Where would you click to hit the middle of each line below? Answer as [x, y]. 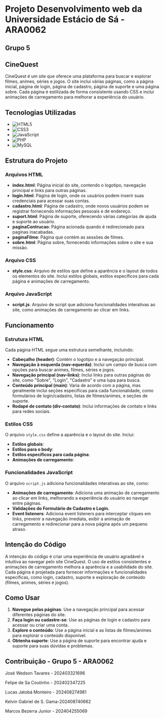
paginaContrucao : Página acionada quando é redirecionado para [78, 227]
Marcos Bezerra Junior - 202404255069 [46, 711]
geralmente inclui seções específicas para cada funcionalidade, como [83, 391]
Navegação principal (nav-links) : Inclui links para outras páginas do [81, 375]
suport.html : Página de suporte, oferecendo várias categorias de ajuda [84, 216]
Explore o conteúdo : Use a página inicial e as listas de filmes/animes [82, 630]
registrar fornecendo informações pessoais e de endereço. [72, 211]
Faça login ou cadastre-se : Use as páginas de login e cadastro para [81, 620]
